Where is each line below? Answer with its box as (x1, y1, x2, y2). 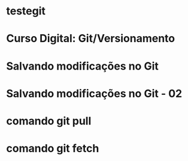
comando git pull (6, 114, 92, 127)
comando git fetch (6, 142, 99, 156)
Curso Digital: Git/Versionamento (6, 32, 175, 46)
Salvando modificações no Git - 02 (6, 87, 183, 100)
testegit (6, 4, 46, 18)
